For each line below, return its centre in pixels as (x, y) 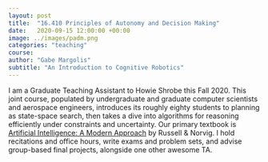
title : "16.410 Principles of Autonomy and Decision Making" (114, 23)
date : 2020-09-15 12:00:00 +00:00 (69, 30)
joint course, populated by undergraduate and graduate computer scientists (133, 99)
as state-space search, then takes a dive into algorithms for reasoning (124, 116)
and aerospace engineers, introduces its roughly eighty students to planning (134, 107)
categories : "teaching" (48, 45)
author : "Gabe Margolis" (50, 61)
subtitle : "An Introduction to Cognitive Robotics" (96, 68)
